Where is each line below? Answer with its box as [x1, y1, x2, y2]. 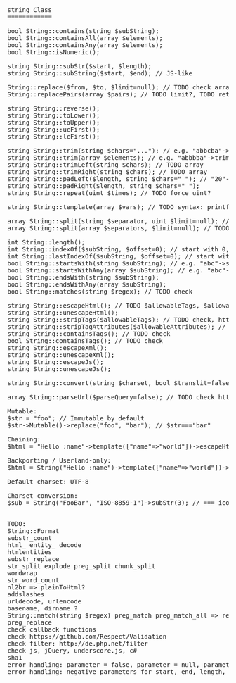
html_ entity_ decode [7, 541, 82, 549]
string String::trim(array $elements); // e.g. [7, 154, 174, 161]
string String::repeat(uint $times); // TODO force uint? [7, 189, 211, 196]
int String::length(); [7, 239, 86, 246]
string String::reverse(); [7, 105, 100, 112]
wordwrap [7, 570, 37, 577]
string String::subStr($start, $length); [7, 63, 152, 70]
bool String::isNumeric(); [7, 49, 100, 56]
